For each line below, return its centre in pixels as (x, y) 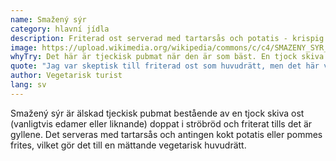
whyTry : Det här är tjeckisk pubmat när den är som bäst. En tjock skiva (167, 57)
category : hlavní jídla (60, 29)
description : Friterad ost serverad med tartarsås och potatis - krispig (167, 38)
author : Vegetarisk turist (66, 76)
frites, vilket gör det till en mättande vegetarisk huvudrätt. (128, 145)
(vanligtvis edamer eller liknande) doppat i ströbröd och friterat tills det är (161, 123)
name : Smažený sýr (48, 19)
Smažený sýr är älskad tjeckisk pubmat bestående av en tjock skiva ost (157, 113)
